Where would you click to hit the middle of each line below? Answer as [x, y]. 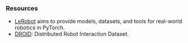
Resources [22, 8]
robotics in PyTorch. [40, 27]
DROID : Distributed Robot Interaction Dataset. [71, 34]
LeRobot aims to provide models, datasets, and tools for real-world [98, 21]
